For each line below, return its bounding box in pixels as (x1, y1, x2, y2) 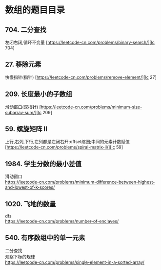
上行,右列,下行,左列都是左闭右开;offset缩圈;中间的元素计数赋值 (5, 139, 130, 145)
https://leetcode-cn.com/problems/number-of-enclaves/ (5, 219, 119, 224)
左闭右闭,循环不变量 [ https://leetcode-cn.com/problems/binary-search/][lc (5, 40, 155, 45)
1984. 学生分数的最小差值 (5, 160, 82, 168)
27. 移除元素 (5, 60, 41, 69)
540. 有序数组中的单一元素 (5, 234, 85, 242)
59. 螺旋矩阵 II (5, 125, 48, 133)
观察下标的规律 (5, 253, 35, 260)
